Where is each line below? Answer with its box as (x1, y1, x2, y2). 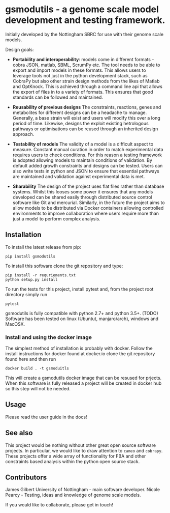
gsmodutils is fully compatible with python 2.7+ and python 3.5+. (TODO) (5, 310, 158, 316)
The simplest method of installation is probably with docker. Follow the (5, 345, 153, 352)
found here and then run (5, 356, 56, 362)
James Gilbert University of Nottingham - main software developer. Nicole (5, 487, 160, 493)
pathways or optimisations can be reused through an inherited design (12, 126, 158, 132)
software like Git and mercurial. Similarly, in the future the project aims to (12, 199, 165, 206)
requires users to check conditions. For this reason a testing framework (12, 152, 162, 158)
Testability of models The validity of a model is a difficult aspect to (12, 141, 154, 147)
